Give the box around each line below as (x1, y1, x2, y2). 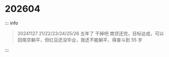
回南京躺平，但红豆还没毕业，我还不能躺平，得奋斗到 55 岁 (17, 37, 143, 43)
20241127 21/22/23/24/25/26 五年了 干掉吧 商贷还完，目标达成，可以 (17, 30, 164, 36)
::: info (5, 20, 18, 26)
